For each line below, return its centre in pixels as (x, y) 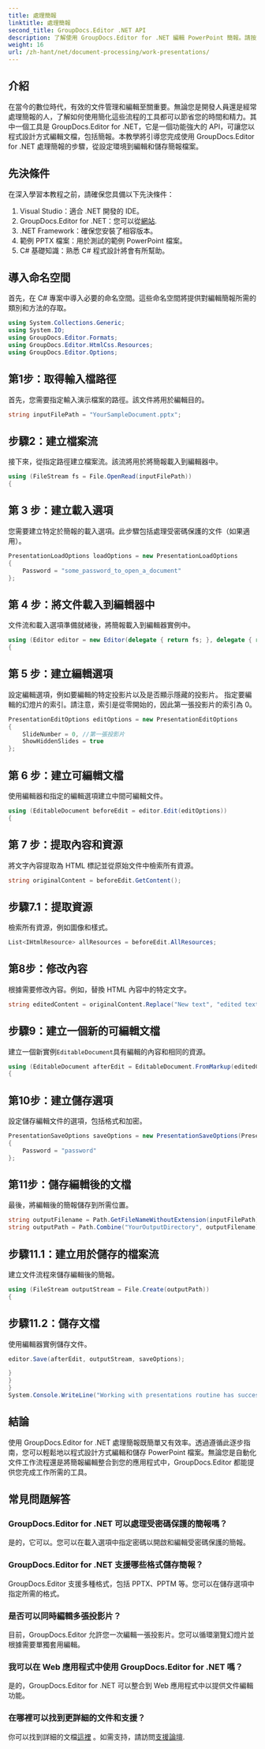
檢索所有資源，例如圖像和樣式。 (60, 927)
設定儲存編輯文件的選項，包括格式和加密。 (77, 1121)
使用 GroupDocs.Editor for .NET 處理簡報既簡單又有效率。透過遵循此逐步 (126, 1442)
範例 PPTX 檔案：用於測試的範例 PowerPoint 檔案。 (103, 240)
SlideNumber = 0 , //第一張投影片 (74, 734)
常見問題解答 (39, 1500)
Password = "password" (60, 1151)
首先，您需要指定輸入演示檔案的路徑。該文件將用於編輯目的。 (108, 399)
